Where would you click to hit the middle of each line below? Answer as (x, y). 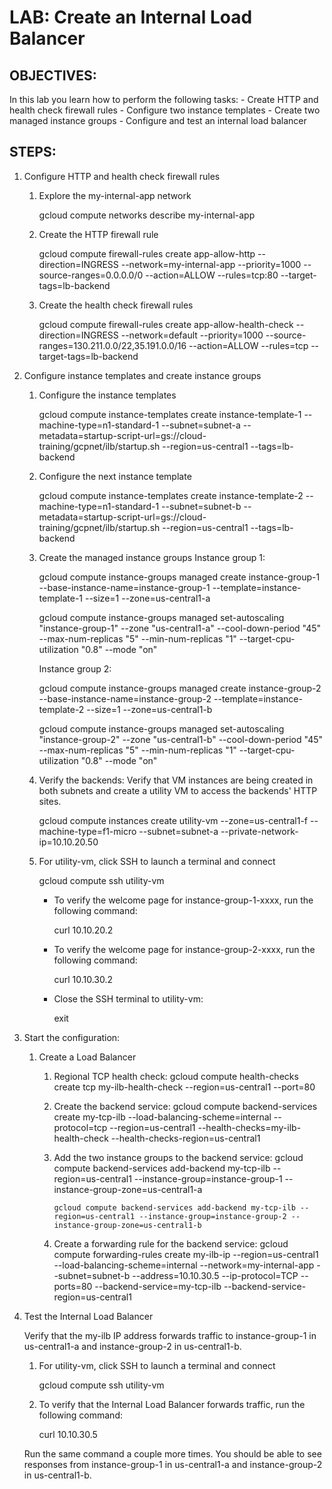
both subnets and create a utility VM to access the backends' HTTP (178, 790)
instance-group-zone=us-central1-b (127, 1225)
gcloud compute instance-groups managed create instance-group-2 (180, 688)
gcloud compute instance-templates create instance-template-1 (170, 414)
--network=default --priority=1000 (192, 335)
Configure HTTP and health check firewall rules (122, 176)
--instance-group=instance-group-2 (212, 1216)
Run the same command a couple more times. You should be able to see (172, 1453)
